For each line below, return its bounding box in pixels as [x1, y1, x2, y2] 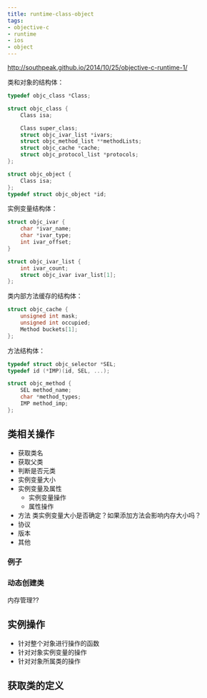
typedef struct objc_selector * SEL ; [7, 360, 116, 368]
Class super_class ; [20, 124, 79, 132]
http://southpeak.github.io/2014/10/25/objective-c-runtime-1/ [7, 64, 188, 71]
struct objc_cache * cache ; [20, 144, 101, 152]
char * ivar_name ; [20, 226, 72, 233]
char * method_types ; [20, 393, 81, 400]
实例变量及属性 [17, 484, 62, 492]
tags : [7, 17, 24, 24]
